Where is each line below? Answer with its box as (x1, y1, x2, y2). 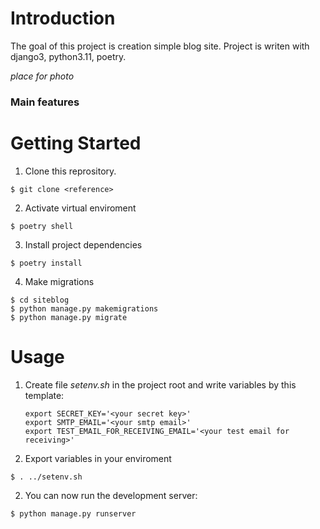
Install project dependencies (24, 238, 143, 251)
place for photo (10, 70, 75, 82)
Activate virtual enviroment (24, 202, 137, 214)
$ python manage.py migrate (10, 312, 128, 322)
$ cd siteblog (10, 295, 70, 305)
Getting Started (10, 132, 142, 155)
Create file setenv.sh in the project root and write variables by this (24, 378, 297, 391)
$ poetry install (10, 258, 83, 268)
